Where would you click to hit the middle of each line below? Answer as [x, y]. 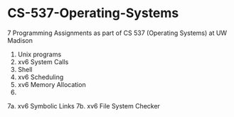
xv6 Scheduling [41, 77]
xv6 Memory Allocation [52, 84]
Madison [20, 40]
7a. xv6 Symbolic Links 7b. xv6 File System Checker [84, 106]
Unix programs [39, 54]
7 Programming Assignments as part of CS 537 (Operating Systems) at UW [117, 33]
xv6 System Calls [43, 61]
